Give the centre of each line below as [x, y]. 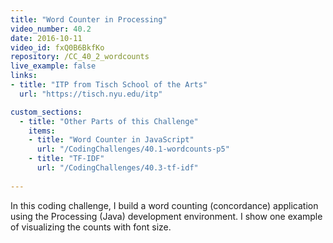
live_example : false [53, 66]
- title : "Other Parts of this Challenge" [109, 121]
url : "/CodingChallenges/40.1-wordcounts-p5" [133, 149]
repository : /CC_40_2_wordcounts [80, 57]
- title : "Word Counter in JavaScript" [111, 140]
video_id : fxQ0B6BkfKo [57, 47]
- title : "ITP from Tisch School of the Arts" [109, 85]
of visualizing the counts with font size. [91, 227]
